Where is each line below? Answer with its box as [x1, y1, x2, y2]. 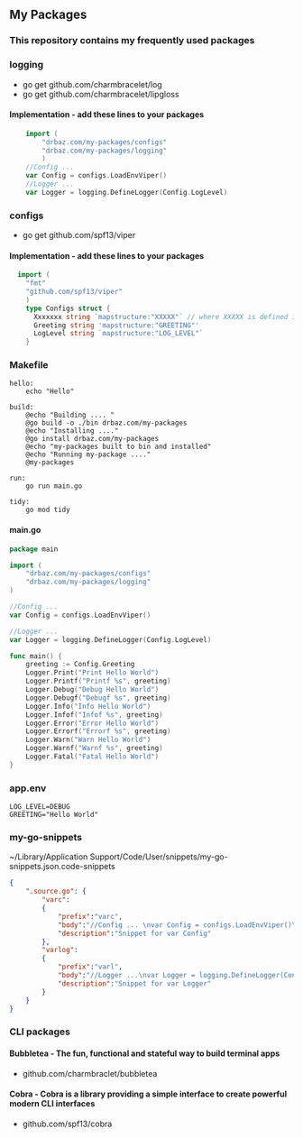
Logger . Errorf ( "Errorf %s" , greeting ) [25, 727, 171, 736]
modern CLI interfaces [9, 1098, 96, 1109]
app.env [9, 782, 47, 794]
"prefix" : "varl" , [57, 962, 124, 972]
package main [9, 545, 59, 554]
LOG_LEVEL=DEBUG [9, 803, 70, 812]
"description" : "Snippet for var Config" [57, 929, 212, 938]
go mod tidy [25, 505, 70, 515]
